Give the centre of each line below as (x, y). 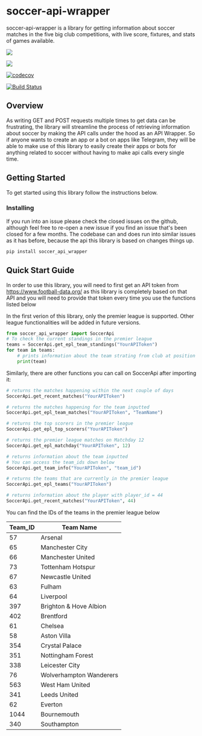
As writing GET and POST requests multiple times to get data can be (91, 120)
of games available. (30, 40)
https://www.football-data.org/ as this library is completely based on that (97, 291)
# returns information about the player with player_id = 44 (85, 496)
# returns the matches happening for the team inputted (78, 407)
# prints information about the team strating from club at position (106, 356)
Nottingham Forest (67, 655)
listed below (21, 304)
